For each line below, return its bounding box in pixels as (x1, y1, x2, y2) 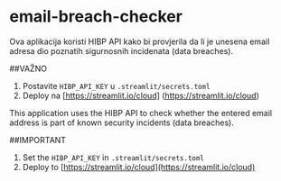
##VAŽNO (9, 63, 48, 74)
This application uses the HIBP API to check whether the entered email (9, 107, 273, 118)
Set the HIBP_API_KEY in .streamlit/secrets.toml (22, 151, 205, 163)
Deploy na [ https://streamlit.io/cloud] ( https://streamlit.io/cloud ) (22, 90, 260, 101)
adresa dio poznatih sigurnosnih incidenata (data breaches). (9, 45, 233, 56)
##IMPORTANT (9, 134, 66, 145)
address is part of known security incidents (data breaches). (9, 117, 235, 128)
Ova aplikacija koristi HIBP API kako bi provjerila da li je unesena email (9, 36, 270, 47)
